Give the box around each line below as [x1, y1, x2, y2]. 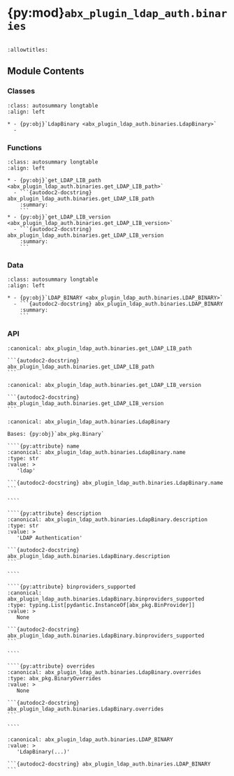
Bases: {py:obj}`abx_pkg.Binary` [7, 430, 105, 437]
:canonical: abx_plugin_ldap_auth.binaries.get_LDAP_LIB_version [7, 381, 201, 388]
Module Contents [7, 65, 85, 78]
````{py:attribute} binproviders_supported [7, 583, 136, 590]
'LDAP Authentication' [16, 534, 82, 541]
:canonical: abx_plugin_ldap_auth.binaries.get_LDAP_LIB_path [7, 344, 192, 352]
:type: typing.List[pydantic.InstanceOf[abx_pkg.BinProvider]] [7, 601, 196, 608]
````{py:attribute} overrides [7, 662, 96, 670]
